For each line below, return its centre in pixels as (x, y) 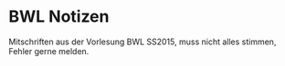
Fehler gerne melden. (49, 51)
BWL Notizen (59, 17)
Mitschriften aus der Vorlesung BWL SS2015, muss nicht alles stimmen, (142, 42)
